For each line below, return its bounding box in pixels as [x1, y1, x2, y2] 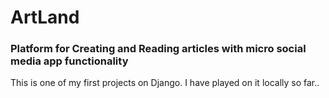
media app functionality [10, 54, 129, 68]
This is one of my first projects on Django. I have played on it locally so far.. [10, 77, 320, 89]
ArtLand [10, 6, 80, 29]
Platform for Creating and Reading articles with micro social [10, 42, 307, 56]
